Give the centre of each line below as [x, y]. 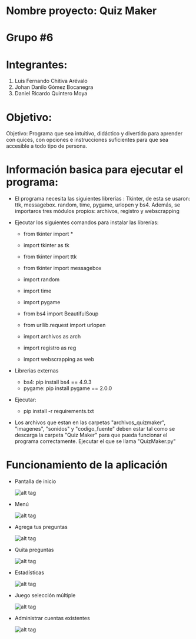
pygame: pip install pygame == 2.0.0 [68, 388]
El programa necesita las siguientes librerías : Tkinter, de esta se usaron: [102, 199]
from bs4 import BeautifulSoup [61, 314]
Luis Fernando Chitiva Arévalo [51, 81]
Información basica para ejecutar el [95, 170]
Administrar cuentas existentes [52, 618]
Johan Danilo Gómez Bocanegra [54, 87]
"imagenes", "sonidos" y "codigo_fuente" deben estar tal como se [95, 429]
